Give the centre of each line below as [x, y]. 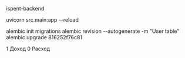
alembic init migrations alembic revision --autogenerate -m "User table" [93, 31]
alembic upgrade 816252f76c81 [44, 37]
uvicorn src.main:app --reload [43, 20]
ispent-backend [25, 8]
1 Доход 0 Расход [28, 49]
